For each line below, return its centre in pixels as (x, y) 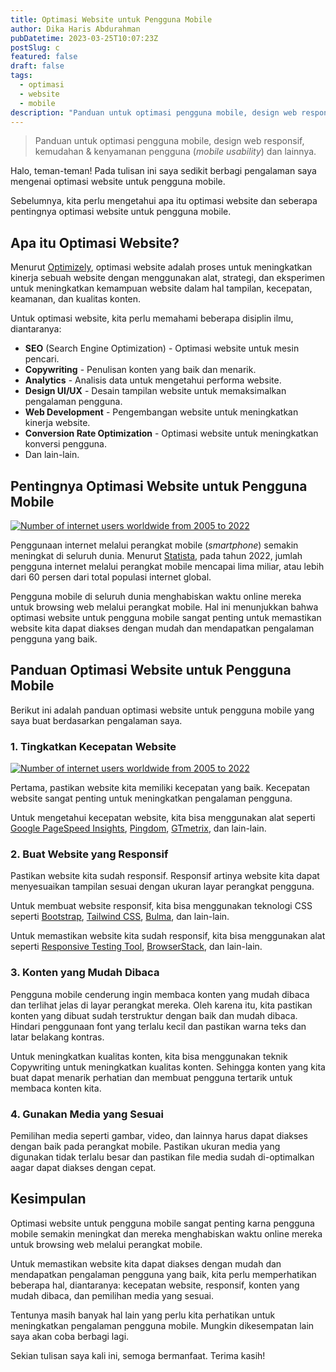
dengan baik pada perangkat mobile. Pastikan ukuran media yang (145, 1146)
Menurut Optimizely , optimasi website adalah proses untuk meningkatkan (161, 267)
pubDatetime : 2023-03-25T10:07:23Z (84, 38)
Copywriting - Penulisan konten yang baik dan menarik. (140, 370)
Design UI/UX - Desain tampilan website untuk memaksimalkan (155, 391)
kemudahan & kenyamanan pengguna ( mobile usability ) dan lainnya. (175, 152)
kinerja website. (57, 423)
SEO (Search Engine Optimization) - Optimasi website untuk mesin (162, 348)
